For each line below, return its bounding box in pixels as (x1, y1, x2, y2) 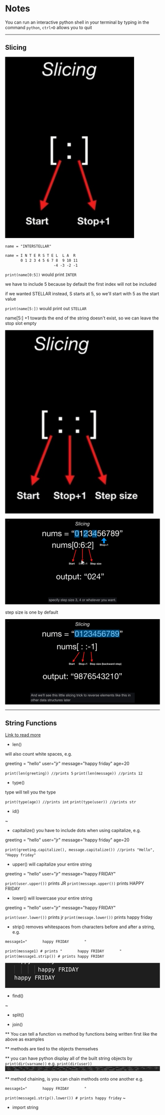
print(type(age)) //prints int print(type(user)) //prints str (5, 800, 137, 805)
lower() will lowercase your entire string (12, 895, 92, 901)
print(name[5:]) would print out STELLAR (5, 305, 87, 311)
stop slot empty (5, 320, 37, 326)
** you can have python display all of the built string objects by (5, 1055, 133, 1061)
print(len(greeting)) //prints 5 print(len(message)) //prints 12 (5, 771, 143, 776)
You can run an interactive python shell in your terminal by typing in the (5, 19, 150, 25)
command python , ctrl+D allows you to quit (5, 24, 92, 30)
